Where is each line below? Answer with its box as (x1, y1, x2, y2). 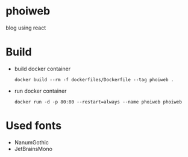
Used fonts (5, 119, 62, 133)
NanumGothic (14, 138, 49, 146)
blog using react (5, 24, 46, 31)
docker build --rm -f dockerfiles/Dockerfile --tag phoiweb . (14, 76, 174, 82)
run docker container (14, 87, 67, 94)
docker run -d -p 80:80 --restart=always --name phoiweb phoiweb (14, 99, 182, 105)
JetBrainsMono (14, 145, 52, 152)
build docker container (14, 65, 70, 72)
